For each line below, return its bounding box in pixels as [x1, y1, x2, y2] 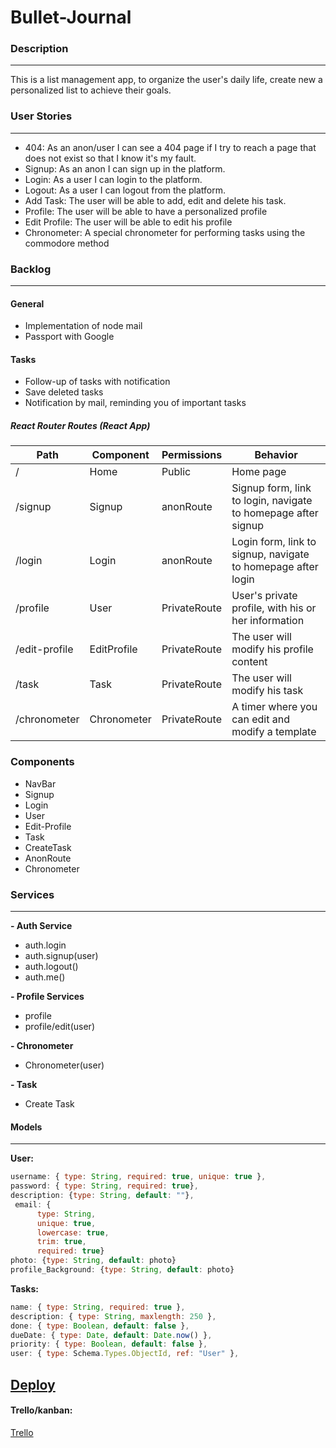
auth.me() [24, 971, 66, 983]
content [231, 655, 268, 669]
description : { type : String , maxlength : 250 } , [10, 1311, 217, 1321]
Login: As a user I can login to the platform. [24, 173, 203, 185]
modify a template [231, 725, 317, 739]
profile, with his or [231, 601, 317, 615]
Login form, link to [231, 535, 317, 549]
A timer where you [231, 700, 318, 714]
